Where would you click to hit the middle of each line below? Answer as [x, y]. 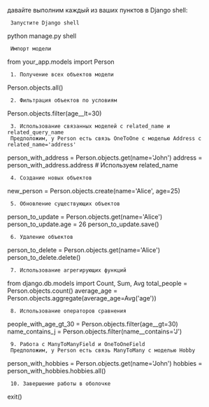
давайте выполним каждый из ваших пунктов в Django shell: [98, 10]
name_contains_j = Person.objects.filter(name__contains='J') [95, 331]
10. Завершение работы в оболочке [60, 384]
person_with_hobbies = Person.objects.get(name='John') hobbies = [105, 363]
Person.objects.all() [35, 88]
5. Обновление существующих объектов [65, 204]
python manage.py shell [42, 36]
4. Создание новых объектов [51, 178]
